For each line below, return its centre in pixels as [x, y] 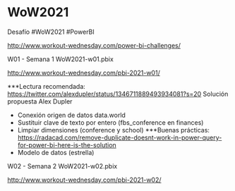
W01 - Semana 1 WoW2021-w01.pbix [61, 59]
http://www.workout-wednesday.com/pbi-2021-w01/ [84, 73]
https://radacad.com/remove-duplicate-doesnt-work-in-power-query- [120, 137]
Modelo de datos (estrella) [56, 152]
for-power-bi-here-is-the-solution [67, 144]
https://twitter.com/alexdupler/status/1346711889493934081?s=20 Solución [118, 94]
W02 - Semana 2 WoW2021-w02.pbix [62, 166]
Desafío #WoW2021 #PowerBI [51, 32]
